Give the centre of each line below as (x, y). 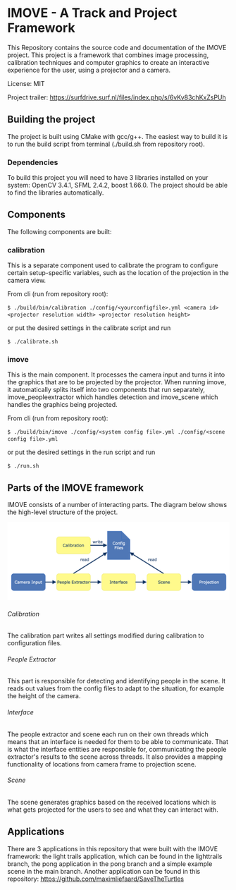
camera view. (27, 281)
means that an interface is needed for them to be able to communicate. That (118, 741)
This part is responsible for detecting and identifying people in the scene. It (116, 681)
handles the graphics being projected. (62, 405)
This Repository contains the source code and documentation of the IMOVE (117, 47)
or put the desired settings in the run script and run (81, 452)
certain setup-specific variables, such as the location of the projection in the (118, 273)
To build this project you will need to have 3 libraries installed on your (108, 178)
